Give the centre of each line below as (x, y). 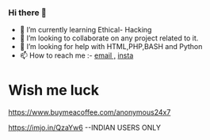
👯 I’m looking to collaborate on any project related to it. (109, 38)
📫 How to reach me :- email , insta (76, 55)
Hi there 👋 (28, 13)
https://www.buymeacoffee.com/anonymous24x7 (90, 112)
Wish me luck (53, 91)
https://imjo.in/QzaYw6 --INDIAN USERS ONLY (84, 128)
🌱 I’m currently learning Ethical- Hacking (86, 30)
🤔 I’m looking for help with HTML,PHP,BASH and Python (111, 47)
